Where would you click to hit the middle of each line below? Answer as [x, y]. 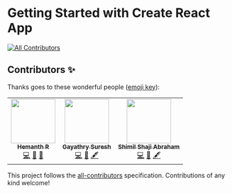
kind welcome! [29, 182]
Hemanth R [33, 147]
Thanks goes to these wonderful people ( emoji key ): [84, 87]
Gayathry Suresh [87, 147]
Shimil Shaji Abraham [149, 147]
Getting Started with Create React [109, 13]
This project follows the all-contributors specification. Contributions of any [116, 175]
